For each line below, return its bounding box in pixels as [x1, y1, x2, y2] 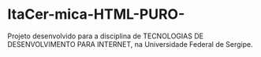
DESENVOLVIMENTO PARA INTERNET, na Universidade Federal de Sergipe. [7, 39, 253, 48]
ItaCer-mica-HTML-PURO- [7, 5, 185, 23]
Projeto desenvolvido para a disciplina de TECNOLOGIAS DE [7, 31, 204, 41]
